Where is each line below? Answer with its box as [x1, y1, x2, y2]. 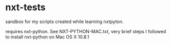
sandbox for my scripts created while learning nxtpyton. [5, 18, 124, 25]
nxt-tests [5, 2, 46, 13]
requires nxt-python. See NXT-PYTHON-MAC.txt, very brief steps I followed [5, 28, 166, 34]
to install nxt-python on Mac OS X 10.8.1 [5, 34, 89, 40]
